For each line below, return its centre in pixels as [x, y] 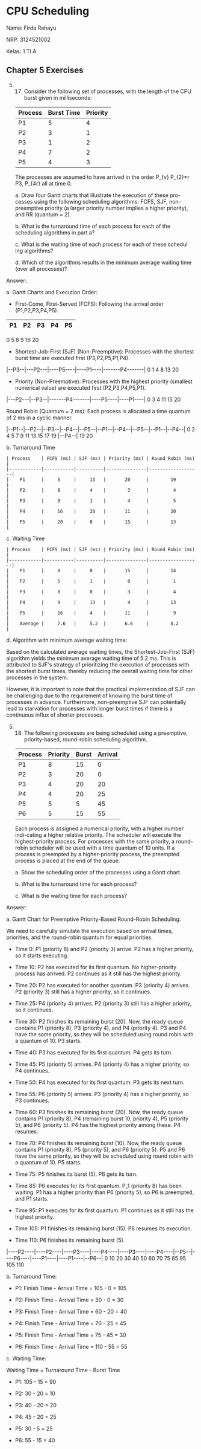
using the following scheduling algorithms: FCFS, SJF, [101, 201]
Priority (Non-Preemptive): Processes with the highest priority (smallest [104, 381]
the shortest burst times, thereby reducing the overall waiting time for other [99, 671]
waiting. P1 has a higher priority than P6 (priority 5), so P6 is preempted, [104, 1192]
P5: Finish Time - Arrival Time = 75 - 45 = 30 [70, 1335]
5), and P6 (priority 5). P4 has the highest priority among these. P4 [98, 1125]
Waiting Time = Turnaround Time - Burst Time [63, 1370]
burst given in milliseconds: [58, 97]
